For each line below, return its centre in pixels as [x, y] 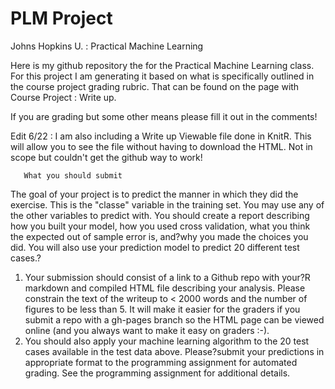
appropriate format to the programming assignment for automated [161, 362]
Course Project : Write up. [63, 97]
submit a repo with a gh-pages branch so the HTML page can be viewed [174, 319]
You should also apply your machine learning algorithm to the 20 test [167, 341]
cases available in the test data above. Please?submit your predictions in [174, 351]
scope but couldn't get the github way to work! [106, 157]
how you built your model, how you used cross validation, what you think [160, 226]
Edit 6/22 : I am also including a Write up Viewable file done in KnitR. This [161, 136]
